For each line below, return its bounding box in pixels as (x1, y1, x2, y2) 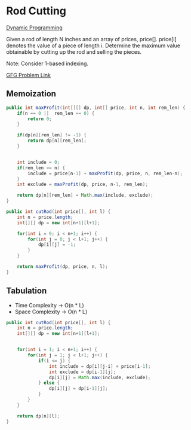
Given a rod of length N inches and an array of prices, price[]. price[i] (6, 35, 177, 42)
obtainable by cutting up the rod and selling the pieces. (6, 48, 142, 55)
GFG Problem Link (6, 71, 51, 78)
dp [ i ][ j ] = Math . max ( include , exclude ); (48, 374, 151, 380)
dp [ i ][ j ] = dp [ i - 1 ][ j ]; (48, 386, 109, 392)
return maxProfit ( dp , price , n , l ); (17, 264, 109, 270)
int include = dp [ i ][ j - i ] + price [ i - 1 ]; (48, 363, 151, 369)
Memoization (6, 89, 57, 99)
